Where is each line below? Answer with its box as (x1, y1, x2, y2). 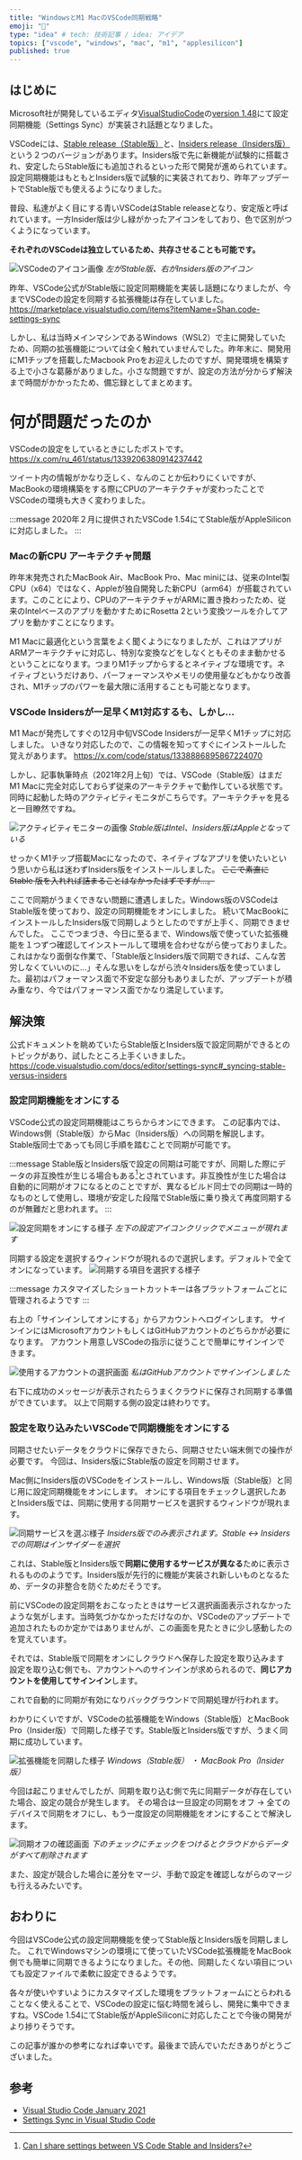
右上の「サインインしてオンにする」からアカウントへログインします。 (9, 1314, 269, 1325)
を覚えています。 (9, 1633, 72, 1644)
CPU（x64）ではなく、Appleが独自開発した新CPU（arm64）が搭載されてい (9, 583, 292, 594)
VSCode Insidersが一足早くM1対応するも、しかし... (9, 706, 235, 719)
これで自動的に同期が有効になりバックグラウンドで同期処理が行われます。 (9, 1694, 283, 1705)
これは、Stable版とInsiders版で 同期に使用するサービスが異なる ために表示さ (9, 1557, 290, 1568)
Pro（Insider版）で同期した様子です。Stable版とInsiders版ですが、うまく (9, 1724, 280, 1735)
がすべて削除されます (9, 1849, 88, 1860)
